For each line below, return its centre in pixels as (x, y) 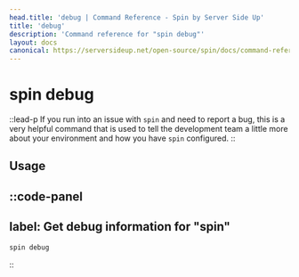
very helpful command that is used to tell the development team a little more (149, 129)
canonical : (29, 51)
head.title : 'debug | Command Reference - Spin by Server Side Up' (137, 17)
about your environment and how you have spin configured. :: (122, 138)
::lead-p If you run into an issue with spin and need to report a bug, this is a (147, 119)
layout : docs (33, 42)
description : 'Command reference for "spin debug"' (107, 34)
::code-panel (46, 196)
